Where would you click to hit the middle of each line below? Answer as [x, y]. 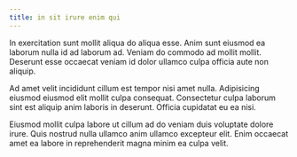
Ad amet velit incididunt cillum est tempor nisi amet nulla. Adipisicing [134, 88]
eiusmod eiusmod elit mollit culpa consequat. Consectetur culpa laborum [143, 98]
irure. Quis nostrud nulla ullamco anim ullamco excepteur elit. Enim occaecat [149, 133]
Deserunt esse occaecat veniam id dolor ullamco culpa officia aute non [139, 61]
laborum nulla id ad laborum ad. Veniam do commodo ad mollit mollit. [135, 52]
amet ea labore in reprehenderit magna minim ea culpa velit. [119, 143]
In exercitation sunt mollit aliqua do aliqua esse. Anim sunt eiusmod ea [137, 43]
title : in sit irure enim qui [65, 17]
